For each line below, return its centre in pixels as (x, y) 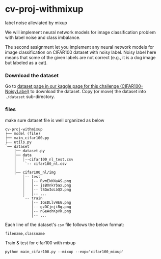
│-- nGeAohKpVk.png (51, 211)
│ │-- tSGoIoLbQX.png (47, 190)
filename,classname (25, 233)
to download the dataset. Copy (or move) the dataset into (88, 92)
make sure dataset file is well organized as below (55, 120)
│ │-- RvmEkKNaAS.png (47, 181)
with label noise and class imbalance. (43, 37)
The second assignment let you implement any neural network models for (80, 47)
